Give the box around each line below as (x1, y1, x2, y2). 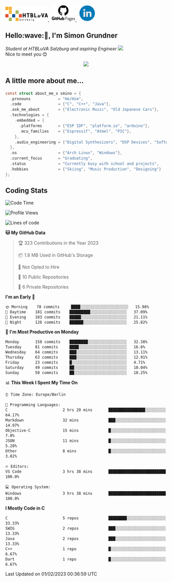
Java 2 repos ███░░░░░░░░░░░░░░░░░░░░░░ (5, 536, 166, 541)
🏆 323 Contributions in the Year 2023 (17, 240, 99, 246)
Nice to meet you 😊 (5, 51, 48, 57)
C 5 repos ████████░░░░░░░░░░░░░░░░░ (5, 516, 166, 521)
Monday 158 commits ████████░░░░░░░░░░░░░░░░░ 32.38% (5, 340, 147, 345)
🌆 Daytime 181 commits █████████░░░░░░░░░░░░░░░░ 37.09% (5, 310, 147, 315)
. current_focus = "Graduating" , (10, 156, 93, 161)
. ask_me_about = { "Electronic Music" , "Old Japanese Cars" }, (10, 107, 159, 112)
